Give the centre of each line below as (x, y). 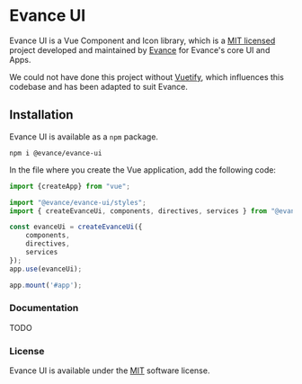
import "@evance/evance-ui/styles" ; (78, 202)
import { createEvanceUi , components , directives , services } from (138, 211)
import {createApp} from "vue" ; (70, 186)
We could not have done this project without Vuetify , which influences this (147, 76)
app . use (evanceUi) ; (46, 269)
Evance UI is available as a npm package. (84, 137)
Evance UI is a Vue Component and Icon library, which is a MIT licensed (142, 40)
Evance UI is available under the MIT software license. (110, 371)
